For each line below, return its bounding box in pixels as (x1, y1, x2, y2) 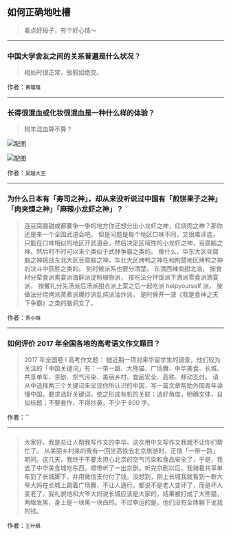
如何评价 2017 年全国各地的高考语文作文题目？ (7, 339, 161, 348)
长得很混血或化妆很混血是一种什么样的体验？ (7, 109, 155, 118)
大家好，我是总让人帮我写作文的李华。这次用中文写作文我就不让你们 (23, 438, 217, 446)
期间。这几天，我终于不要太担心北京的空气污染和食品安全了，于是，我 (23, 455, 223, 463)
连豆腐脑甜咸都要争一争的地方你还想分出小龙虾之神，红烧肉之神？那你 (23, 221, 223, 230)
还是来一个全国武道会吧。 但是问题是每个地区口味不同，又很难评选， (23, 230, 219, 238)
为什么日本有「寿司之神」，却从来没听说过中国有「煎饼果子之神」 (7, 194, 222, 204)
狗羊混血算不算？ (23, 125, 73, 133)
